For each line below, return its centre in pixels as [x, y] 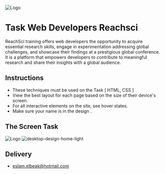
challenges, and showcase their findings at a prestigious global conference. [83, 52]
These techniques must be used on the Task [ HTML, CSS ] [73, 90]
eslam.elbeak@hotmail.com [41, 166]
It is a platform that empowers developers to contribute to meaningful [76, 57]
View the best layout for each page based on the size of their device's [84, 95]
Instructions [24, 78]
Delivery [19, 154]
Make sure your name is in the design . [52, 111]
